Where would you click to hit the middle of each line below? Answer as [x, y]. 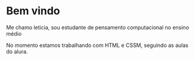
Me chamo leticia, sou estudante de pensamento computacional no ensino [98, 27]
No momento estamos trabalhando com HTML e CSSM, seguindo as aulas [97, 45]
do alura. [17, 51]
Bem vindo [33, 11]
